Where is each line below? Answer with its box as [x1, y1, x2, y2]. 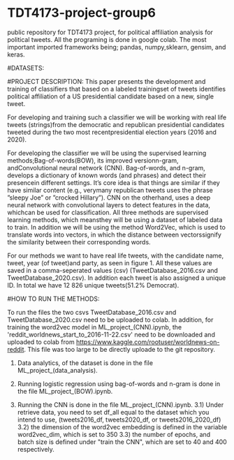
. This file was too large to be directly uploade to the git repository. [24, 345, 215, 353]
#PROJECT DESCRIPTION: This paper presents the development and [7, 77, 206, 85]
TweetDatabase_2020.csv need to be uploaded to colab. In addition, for [7, 316, 214, 324]
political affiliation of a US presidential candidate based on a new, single [7, 92, 214, 101]
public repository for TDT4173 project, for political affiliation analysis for [7, 28, 213, 36]
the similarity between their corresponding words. [7, 237, 152, 246]
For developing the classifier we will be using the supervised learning [7, 149, 207, 157]
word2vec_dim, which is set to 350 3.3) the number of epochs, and [17, 430, 211, 438]
